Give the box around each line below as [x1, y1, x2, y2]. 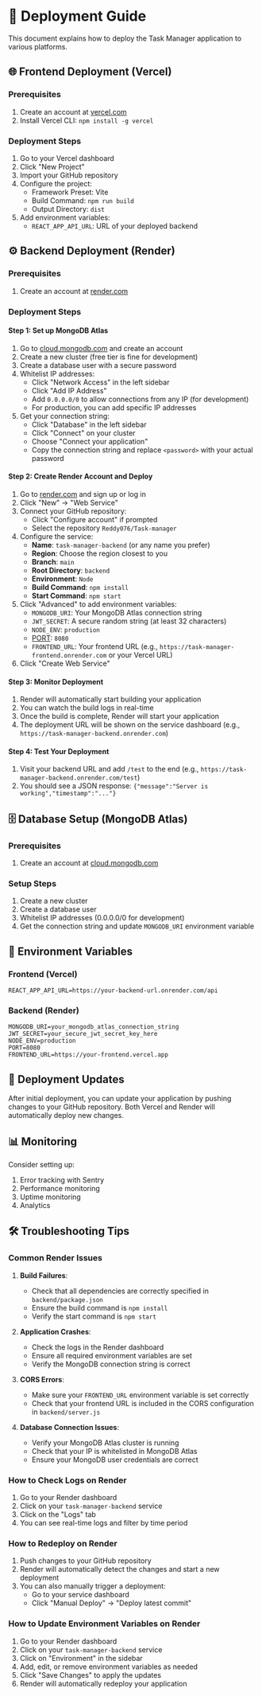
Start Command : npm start [31, 591, 121, 600]
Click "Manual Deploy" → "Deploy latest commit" [31, 1598, 192, 1608]
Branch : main [31, 557, 75, 566]
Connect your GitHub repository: [19, 506, 127, 516]
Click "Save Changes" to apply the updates [19, 1670, 161, 1679]
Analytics [19, 1200, 51, 1209]
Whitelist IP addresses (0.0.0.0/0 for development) [19, 913, 185, 923]
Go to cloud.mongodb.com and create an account [19, 343, 183, 353]
